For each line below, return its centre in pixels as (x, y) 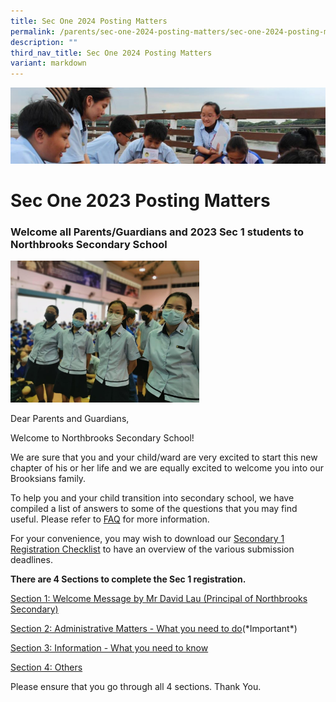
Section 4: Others (46, 667)
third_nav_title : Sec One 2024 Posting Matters (111, 53)
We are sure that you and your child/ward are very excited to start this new (164, 457)
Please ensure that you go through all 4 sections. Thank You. (136, 686)
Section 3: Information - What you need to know (109, 647)
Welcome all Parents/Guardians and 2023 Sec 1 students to (157, 232)
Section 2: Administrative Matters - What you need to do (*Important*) (154, 628)
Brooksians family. (48, 478)
